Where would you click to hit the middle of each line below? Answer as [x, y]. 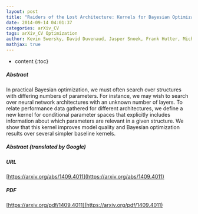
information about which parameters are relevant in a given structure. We [95, 121]
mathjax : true [24, 45]
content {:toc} [32, 61]
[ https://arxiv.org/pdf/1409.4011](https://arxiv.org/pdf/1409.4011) [85, 205]
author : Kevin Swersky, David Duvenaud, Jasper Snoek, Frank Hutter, [93, 39]
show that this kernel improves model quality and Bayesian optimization [93, 127]
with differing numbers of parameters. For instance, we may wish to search [97, 96]
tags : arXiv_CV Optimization [42, 34]
